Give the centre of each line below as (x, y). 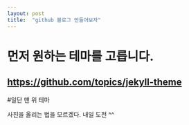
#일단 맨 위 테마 (28, 99)
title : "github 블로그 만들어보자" (54, 20)
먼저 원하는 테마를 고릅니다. (81, 56)
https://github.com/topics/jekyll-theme (94, 83)
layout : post (26, 13)
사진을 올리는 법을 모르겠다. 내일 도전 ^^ (61, 114)
